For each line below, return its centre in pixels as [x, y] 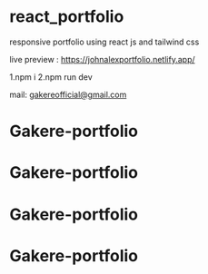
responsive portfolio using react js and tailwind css [104, 42]
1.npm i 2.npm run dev [51, 77]
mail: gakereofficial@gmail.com [68, 94]
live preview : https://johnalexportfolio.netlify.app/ [102, 59]
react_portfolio [67, 17]
